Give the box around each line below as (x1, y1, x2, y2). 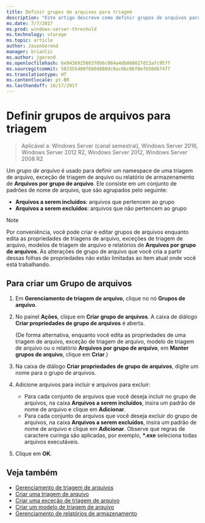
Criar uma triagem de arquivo (15, 490, 90, 497)
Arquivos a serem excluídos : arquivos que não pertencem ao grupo (15, 204, 187, 212)
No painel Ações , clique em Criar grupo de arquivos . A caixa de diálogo (15, 312, 198, 320)
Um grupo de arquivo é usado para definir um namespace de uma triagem (6, 167, 193, 174)
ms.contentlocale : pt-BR (6, 77, 70, 83)
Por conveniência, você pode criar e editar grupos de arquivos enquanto (6, 228, 189, 236)
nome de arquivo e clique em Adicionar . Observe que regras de (24, 425, 185, 432)
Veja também (6, 467, 58, 478)
